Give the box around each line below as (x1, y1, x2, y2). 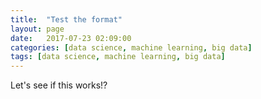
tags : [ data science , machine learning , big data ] (10, 52, 226, 62)
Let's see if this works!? (10, 79, 108, 91)
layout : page (10, 24, 65, 34)
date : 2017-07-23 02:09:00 (10, 33, 132, 43)
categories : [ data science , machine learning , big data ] (10, 42, 253, 53)
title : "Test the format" (10, 14, 123, 25)
